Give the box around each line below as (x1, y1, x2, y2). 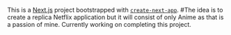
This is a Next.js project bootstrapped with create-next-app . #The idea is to (7, 6, 223, 14)
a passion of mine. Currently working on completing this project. (7, 21, 191, 28)
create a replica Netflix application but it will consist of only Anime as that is (7, 13, 224, 21)
